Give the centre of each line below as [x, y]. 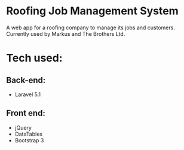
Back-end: [26, 80]
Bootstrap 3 [29, 140]
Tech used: [34, 58]
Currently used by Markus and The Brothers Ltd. [66, 33]
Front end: [26, 113]
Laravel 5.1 [28, 94]
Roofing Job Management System [92, 11]
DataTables [29, 134]
